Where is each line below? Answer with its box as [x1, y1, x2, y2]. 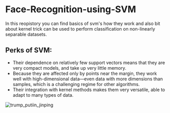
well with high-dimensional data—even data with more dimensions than [12, 75, 163, 82]
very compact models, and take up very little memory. [12, 65, 127, 71]
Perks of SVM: [5, 46, 52, 54]
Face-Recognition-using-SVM [5, 4, 136, 15]
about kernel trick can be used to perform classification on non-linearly [5, 25, 156, 32]
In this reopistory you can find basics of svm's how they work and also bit [5, 20, 160, 26]
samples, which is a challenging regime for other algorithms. [12, 81, 140, 87]
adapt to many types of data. [12, 92, 74, 98]
